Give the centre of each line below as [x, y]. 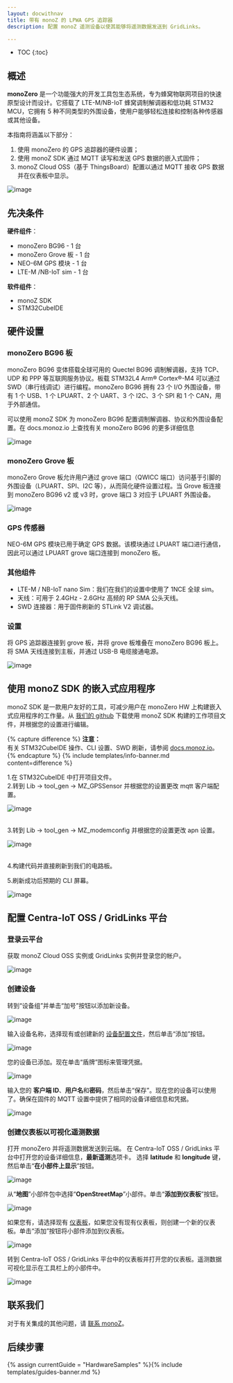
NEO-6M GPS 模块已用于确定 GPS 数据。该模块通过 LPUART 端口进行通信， [116, 544]
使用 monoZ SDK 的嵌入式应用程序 [81, 689]
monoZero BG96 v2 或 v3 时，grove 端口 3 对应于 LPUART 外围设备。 [115, 495]
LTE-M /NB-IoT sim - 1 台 [53, 272]
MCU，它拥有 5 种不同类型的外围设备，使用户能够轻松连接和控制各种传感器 [115, 111]
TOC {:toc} [33, 52]
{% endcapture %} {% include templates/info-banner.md [88, 755]
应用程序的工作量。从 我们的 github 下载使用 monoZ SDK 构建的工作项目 [116, 715]
